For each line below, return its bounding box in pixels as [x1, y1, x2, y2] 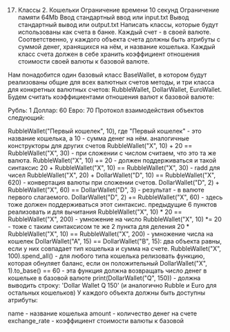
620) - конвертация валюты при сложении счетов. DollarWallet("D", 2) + [8, 178, 220, 186]
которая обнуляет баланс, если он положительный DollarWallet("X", [8, 259, 208, 267]
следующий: [8, 113, 45, 122]
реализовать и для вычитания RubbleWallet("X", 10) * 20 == [8, 207, 182, 216]
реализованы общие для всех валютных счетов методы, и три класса [8, 78, 215, 86]
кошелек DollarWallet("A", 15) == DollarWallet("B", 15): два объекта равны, [8, 237, 222, 245]
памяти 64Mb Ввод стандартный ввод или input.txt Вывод [17, 13, 189, 21]
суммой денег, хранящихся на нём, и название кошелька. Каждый [17, 43, 216, 50]
